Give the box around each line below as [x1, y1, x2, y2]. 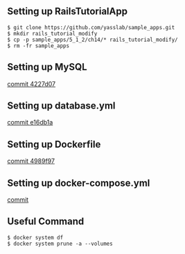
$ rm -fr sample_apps [7, 42, 70, 49]
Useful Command [7, 216, 85, 228]
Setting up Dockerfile [7, 138, 101, 150]
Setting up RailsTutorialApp [7, 6, 128, 17]
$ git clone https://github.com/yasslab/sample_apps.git [7, 24, 175, 31]
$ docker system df [7, 234, 64, 241]
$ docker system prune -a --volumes [7, 240, 113, 247]
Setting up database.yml [7, 100, 116, 112]
